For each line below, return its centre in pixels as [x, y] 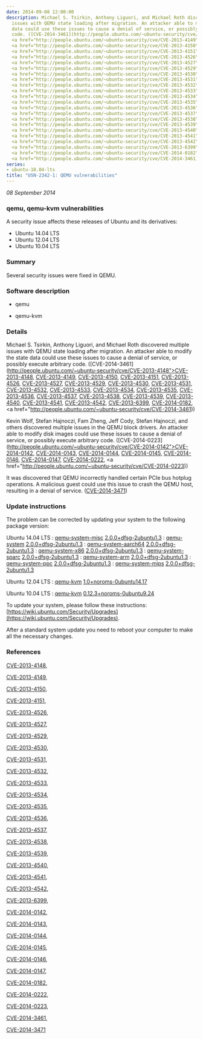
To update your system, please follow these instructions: [76, 605]
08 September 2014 [31, 193]
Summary [21, 262]
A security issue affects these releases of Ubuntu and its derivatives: [92, 221]
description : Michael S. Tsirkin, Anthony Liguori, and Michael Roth [96, 18]
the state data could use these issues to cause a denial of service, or [92, 358]
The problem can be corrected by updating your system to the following [96, 520]
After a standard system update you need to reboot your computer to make [100, 630]
